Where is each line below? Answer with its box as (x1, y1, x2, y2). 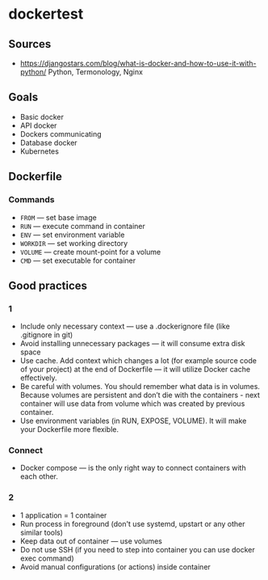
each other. (19, 472, 59, 481)
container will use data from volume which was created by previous (19, 399, 245, 409)
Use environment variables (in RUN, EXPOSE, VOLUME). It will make (19, 416, 247, 425)
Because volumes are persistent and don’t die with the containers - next (19, 390, 261, 400)
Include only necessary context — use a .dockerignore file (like (19, 321, 230, 332)
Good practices (8, 278, 87, 292)
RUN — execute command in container (19, 221, 145, 231)
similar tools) (19, 527, 63, 537)
